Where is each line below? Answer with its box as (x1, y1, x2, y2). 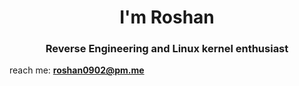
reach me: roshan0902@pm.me (9, 64, 145, 76)
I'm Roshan (119, 6, 215, 29)
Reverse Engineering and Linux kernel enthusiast (45, 42, 289, 56)
